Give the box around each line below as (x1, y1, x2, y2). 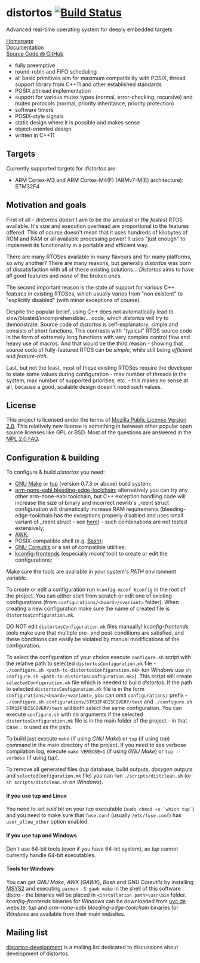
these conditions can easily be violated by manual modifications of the (6, 636, 180, 643)
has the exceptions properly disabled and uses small (54, 512, 183, 519)
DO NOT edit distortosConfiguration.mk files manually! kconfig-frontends (6, 623, 189, 630)
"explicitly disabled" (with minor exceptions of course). (6, 296, 141, 303)
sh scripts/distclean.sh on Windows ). (6, 778, 103, 786)
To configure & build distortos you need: (6, 468, 105, 476)
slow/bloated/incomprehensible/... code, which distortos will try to (6, 314, 169, 321)
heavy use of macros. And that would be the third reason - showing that (6, 340, 183, 347)
